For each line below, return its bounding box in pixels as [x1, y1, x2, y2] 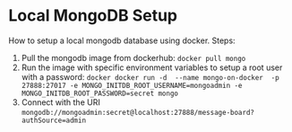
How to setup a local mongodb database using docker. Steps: [8, 35, 236, 46]
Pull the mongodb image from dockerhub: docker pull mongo [21, 52, 246, 63]
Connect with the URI [21, 96, 100, 108]
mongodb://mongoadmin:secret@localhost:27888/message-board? [21, 108, 255, 117]
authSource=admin [21, 116, 87, 125]
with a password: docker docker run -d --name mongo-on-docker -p [21, 71, 279, 82]
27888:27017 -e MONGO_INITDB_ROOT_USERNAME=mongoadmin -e [21, 81, 243, 90]
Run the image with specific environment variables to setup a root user [21, 62, 283, 73]
